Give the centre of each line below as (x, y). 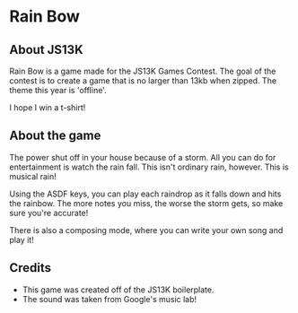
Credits (31, 268)
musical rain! (33, 176)
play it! (22, 239)
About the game (55, 136)
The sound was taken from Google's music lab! (110, 299)
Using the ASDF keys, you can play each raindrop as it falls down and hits (145, 194)
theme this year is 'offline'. (58, 90)
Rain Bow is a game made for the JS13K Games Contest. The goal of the (143, 71)
